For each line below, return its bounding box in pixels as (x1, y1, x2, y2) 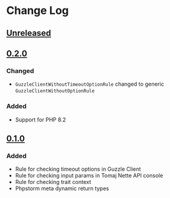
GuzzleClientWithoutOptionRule (15, 88, 95, 94)
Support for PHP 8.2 (15, 116, 66, 123)
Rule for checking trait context (15, 179, 91, 186)
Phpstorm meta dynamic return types (15, 185, 110, 192)
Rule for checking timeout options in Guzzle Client (15, 165, 141, 173)
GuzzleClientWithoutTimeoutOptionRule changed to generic (15, 80, 165, 88)
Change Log (6, 4, 69, 18)
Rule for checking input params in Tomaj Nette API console (15, 172, 163, 179)
